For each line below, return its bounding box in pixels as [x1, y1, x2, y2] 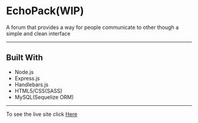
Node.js [14, 68, 34, 75]
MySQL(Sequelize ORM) [14, 93, 74, 101]
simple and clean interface [6, 30, 71, 37]
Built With [6, 53, 43, 63]
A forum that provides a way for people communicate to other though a [6, 24, 179, 31]
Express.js [14, 75, 40, 82]
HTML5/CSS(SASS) [14, 87, 63, 94]
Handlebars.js [14, 81, 49, 88]
